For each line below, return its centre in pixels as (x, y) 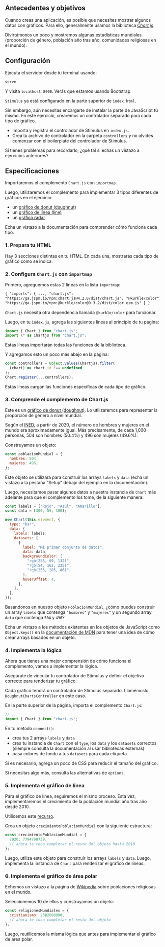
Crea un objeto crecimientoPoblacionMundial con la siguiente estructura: (79, 826)
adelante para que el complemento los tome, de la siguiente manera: (74, 497)
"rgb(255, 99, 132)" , (49, 561)
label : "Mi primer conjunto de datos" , (64, 547)
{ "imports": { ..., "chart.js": (39, 294)
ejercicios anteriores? (27, 155)
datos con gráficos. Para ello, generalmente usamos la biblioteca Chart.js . (80, 25)
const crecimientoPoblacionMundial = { (46, 835)
